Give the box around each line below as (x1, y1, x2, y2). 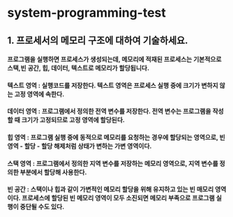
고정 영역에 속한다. (14, 89, 65, 98)
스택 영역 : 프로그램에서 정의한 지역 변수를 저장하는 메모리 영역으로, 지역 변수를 (7, 159, 218, 167)
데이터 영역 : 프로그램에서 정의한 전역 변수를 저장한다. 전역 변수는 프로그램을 (7, 107, 211, 116)
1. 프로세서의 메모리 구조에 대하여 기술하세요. (7, 34, 188, 46)
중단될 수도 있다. (20, 202, 65, 211)
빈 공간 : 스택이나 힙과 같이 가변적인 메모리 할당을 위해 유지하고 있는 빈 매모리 (7, 185, 214, 193)
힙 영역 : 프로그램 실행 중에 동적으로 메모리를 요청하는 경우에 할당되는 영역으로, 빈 (7, 133, 225, 141)
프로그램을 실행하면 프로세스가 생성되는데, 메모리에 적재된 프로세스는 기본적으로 (7, 55, 222, 63)
